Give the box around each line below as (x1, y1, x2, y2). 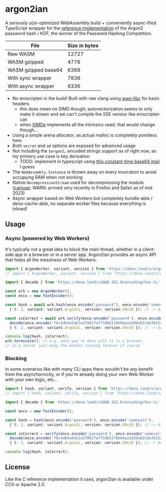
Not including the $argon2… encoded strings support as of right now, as (12, 148, 157, 154)
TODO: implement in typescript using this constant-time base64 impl (19, 158, 160, 164)
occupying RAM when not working (12, 174, 83, 180)
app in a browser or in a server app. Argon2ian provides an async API (14, 251, 157, 257)
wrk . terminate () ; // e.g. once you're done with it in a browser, (5, 339, 145, 344)
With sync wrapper (7, 74, 52, 81)
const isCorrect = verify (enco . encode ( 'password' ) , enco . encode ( (5, 431, 142, 436)
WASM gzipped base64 (7, 66, 63, 73)
